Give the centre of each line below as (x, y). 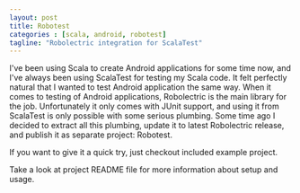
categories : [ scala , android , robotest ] (88, 34)
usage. (22, 180)
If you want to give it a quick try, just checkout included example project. (144, 153)
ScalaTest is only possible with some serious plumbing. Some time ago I (142, 116)
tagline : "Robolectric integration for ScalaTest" (106, 43)
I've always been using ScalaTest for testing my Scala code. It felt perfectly (148, 78)
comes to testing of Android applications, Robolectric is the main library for (148, 97)
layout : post (34, 18)
